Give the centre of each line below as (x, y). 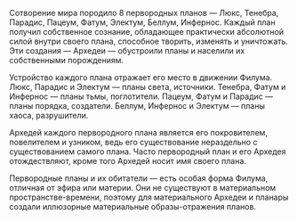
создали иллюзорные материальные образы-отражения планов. (132, 207)
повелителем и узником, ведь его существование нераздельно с (133, 142)
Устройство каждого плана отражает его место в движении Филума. (141, 78)
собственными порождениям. (67, 60)
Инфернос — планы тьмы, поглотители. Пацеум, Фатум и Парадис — (141, 96)
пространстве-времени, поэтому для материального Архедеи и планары (149, 197)
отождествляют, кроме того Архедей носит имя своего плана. (128, 161)
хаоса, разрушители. (49, 115)
